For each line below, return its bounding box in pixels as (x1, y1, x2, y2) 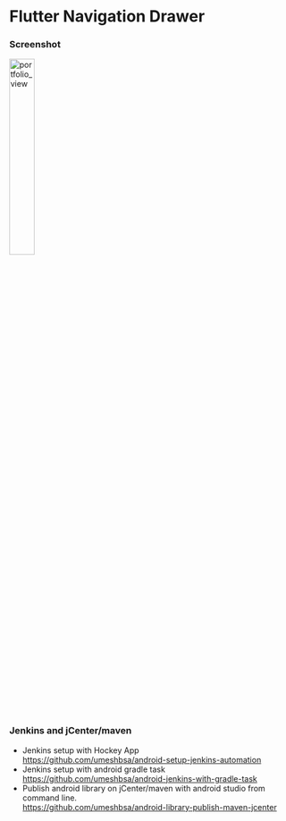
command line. (21, 792, 78, 803)
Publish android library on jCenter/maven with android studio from (21, 783, 265, 793)
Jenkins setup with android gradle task (21, 764, 165, 775)
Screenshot (9, 38, 61, 51)
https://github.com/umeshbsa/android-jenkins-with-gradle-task (21, 773, 257, 783)
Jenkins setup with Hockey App (21, 744, 140, 756)
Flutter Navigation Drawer (9, 6, 206, 27)
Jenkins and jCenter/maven (9, 725, 132, 737)
